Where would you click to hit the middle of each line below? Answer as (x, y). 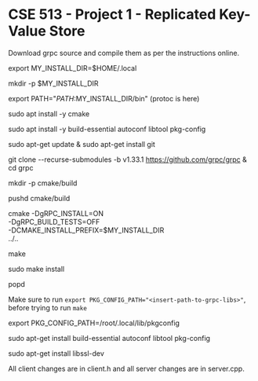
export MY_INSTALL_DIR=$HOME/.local (73, 68)
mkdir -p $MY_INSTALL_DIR (54, 83)
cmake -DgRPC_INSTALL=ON (56, 213)
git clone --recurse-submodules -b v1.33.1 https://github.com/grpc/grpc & (127, 159)
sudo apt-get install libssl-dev (56, 353)
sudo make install (36, 269)
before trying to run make (48, 307)
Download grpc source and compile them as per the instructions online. (124, 53)
